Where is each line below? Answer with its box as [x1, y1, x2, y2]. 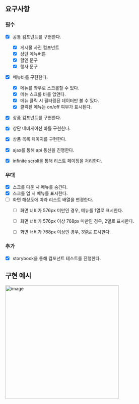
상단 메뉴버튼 [20, 50, 46, 57]
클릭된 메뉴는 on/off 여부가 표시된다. [20, 104, 92, 110]
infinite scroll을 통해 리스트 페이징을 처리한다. [12, 158, 102, 164]
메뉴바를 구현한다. [12, 74, 48, 80]
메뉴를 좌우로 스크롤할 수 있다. [20, 85, 80, 91]
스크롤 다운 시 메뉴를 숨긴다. [12, 184, 68, 190]
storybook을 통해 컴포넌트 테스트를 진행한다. [12, 255, 101, 261]
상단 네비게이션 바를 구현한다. [12, 125, 71, 131]
